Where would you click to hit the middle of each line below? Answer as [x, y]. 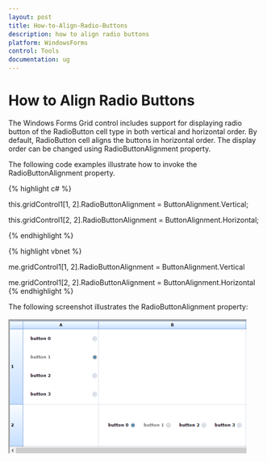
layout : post [30, 17]
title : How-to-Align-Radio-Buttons [68, 25]
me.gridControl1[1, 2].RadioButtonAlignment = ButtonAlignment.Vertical [127, 267]
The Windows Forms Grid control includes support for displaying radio [125, 123]
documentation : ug [39, 60]
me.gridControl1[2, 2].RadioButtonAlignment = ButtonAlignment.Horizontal [132, 282]
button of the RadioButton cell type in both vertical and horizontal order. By [133, 131]
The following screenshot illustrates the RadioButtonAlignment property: [128, 306]
